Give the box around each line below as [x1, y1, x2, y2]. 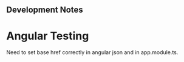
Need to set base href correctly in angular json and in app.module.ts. [6, 49, 179, 56]
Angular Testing [6, 29, 89, 43]
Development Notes [6, 5, 83, 15]
